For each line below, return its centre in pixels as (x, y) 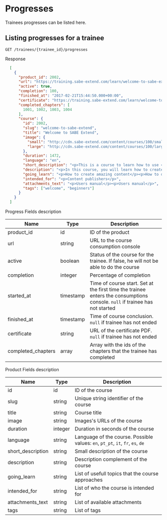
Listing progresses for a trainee (55, 38)
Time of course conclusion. (122, 316)
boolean (70, 261)
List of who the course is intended (114, 488)
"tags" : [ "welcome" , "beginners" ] (59, 188)
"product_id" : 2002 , (40, 77)
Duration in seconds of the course (114, 429)
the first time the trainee (118, 289)
